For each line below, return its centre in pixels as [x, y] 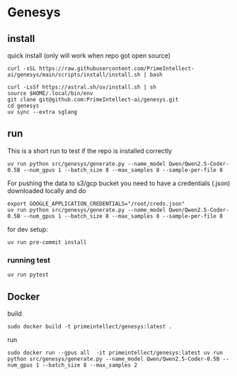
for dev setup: [28, 229]
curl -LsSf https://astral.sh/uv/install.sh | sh [82, 87]
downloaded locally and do [47, 190]
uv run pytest [28, 275]
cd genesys [23, 106]
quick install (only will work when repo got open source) [89, 55]
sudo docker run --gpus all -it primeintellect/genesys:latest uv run [115, 353]
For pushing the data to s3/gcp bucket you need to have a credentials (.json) [119, 183]
